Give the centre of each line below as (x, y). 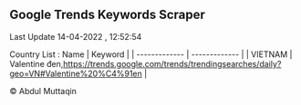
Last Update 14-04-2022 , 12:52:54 (76, 36)
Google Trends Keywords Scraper (107, 15)
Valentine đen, (36, 63)
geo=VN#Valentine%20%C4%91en (76, 73)
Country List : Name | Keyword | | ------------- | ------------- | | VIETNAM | (151, 54)
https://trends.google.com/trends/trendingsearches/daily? (172, 63)
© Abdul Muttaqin (43, 91)
